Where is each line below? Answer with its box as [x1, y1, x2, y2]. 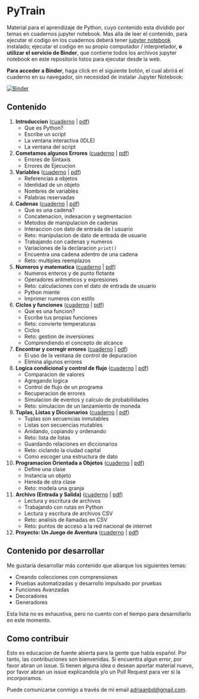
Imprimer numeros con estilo [24, 294, 95, 302]
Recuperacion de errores [24, 390, 86, 397]
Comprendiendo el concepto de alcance [24, 339, 123, 346]
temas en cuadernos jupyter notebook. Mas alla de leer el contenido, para [7, 30, 188, 37]
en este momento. [7, 616, 51, 623]
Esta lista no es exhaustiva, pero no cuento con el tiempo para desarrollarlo [7, 610, 191, 617]
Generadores [15, 598, 48, 606]
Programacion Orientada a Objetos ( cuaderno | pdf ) [15, 459, 145, 466]
